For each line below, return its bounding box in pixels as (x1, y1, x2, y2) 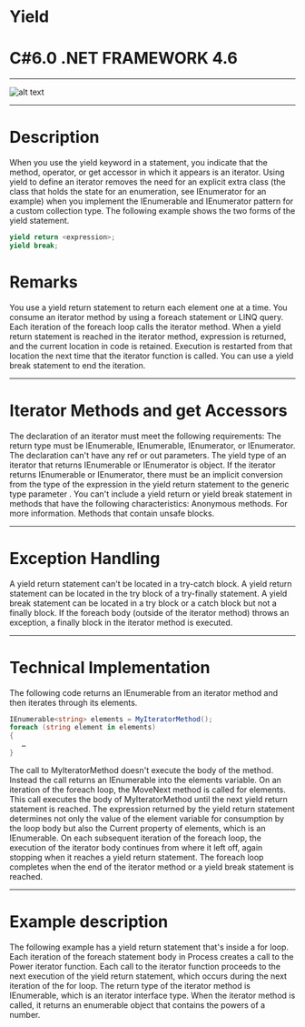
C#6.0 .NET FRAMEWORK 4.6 (9, 48, 238, 69)
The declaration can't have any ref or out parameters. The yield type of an (9, 449, 287, 460)
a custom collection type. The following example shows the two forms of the (9, 206, 296, 216)
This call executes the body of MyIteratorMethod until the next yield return (9, 793, 288, 804)
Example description (9, 911, 169, 932)
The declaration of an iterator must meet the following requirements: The (9, 430, 281, 441)
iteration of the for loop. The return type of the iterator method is (9, 980, 251, 991)
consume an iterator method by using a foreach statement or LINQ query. (9, 311, 284, 322)
